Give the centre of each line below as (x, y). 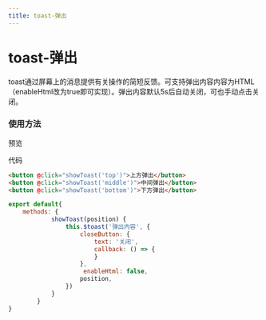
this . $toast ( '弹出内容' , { (107, 227)
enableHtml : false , (116, 272)
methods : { (41, 212)
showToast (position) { (89, 220)
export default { (35, 205)
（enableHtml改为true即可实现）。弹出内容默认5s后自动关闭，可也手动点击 (131, 91)
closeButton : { (105, 234)
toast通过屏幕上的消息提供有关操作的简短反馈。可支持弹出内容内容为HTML (131, 82)
